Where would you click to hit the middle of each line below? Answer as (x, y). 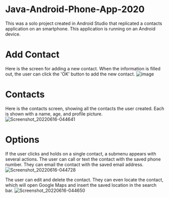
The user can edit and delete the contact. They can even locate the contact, (84, 180)
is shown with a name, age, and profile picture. (54, 114)
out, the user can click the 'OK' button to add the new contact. (70, 74)
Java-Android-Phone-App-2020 (75, 9)
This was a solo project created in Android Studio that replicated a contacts (84, 23)
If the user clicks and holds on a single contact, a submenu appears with (81, 153)
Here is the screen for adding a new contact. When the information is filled (83, 68)
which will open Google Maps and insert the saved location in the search (81, 185)
